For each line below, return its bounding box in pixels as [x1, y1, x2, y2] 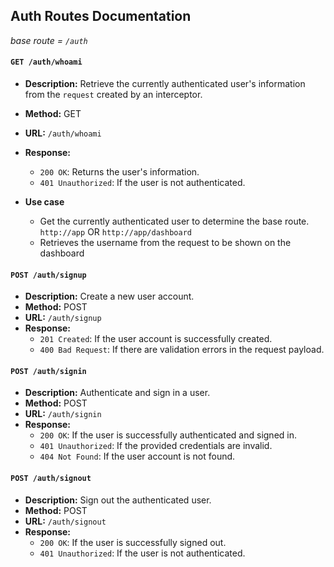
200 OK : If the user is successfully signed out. [39, 536, 227, 548]
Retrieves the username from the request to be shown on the [39, 237, 292, 249]
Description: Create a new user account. [24, 290, 195, 303]
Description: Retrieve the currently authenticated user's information [24, 78, 306, 90]
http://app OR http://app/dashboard [39, 226, 192, 238]
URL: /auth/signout [24, 515, 107, 527]
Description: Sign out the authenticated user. [24, 494, 212, 506]
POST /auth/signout [10, 474, 92, 484]
